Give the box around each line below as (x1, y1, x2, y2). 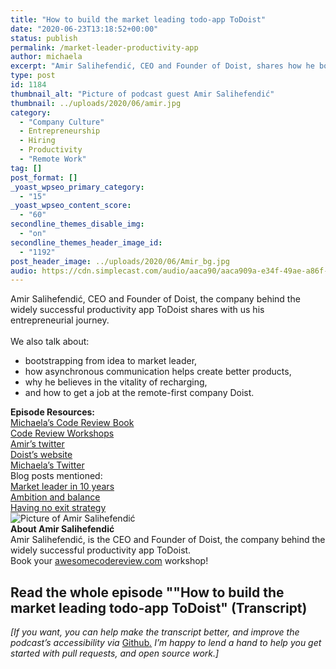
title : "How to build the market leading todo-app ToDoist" (10, 14, 267, 25)
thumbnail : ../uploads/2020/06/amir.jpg (10, 98, 182, 108)
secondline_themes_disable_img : (10, 219, 145, 230)
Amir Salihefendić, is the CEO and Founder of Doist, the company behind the (10, 534, 326, 546)
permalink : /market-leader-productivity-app (10, 42, 199, 53)
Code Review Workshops (10, 427, 115, 440)
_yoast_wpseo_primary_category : (10, 182, 145, 192)
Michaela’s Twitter (10, 459, 85, 471)
